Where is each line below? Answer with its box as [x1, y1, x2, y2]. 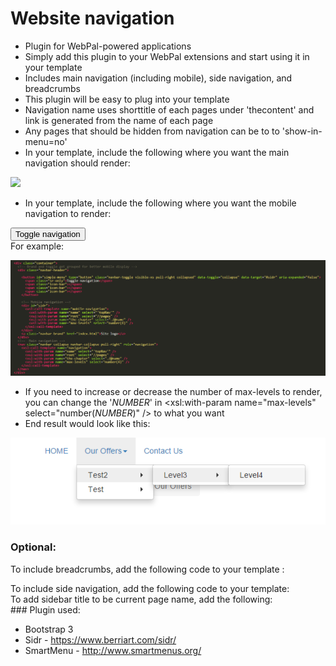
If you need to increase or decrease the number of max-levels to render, [24, 385, 323, 397]
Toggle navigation [15, 228, 81, 239]
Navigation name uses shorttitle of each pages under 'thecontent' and [24, 103, 315, 116]
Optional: [10, 540, 57, 554]
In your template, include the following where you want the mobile [24, 197, 297, 209]
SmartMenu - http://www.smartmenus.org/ [24, 644, 202, 656]
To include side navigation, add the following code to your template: [10, 582, 290, 594]
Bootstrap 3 [24, 623, 74, 635]
